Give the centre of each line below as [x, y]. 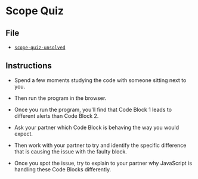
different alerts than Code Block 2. [56, 116]
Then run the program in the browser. [60, 98]
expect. [24, 134]
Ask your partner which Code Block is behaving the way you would [97, 127]
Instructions [29, 66]
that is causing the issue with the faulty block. [71, 151]
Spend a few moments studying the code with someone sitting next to [100, 80]
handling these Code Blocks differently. [63, 169]
